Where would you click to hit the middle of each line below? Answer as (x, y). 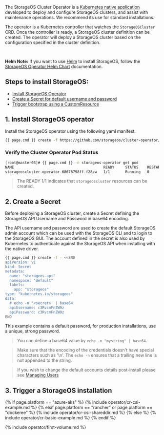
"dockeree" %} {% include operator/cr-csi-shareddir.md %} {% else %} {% (81, 413)
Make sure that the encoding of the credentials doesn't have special (85, 350)
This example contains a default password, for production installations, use (81, 326)
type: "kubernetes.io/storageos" (39, 294)
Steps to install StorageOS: (47, 82)
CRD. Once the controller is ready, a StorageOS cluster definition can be (77, 32)
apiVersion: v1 (20, 262)
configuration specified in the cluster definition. (53, 42)
